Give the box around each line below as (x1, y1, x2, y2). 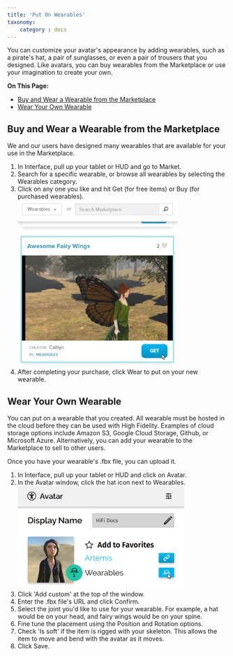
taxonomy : (7, 18, 36, 26)
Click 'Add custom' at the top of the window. (17, 590, 145, 598)
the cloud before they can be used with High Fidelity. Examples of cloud (7, 421, 214, 430)
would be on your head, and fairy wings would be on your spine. (17, 612, 202, 620)
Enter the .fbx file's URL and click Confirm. (17, 597, 140, 606)
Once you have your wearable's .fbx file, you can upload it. (7, 458, 176, 465)
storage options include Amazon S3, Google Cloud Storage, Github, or (7, 429, 209, 437)
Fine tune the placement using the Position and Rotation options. (17, 620, 204, 628)
